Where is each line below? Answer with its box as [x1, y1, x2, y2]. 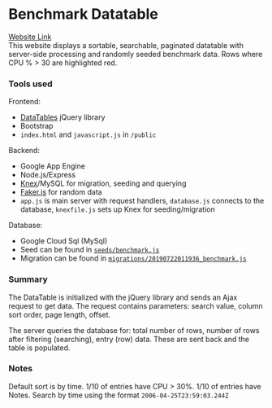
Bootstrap [19, 121, 54, 131]
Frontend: [8, 97, 41, 107]
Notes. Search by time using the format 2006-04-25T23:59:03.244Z [8, 390, 229, 400]
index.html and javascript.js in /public [19, 129, 157, 139]
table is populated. [8, 343, 71, 353]
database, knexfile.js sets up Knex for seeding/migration [19, 204, 215, 214]
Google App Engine [19, 161, 85, 171]
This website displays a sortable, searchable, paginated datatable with [8, 40, 244, 50]
